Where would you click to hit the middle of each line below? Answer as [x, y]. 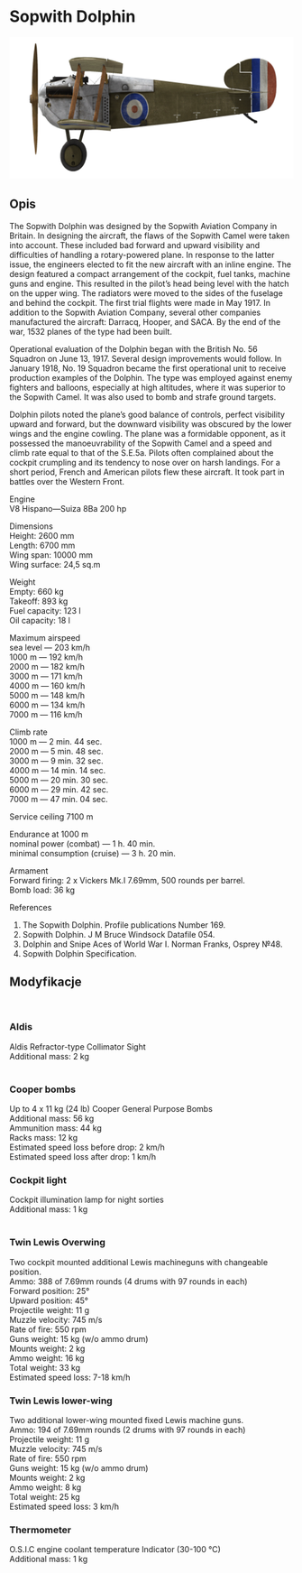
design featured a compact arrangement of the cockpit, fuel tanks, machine [150, 273]
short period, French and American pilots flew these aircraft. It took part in [147, 472]
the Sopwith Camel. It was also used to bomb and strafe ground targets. [143, 397]
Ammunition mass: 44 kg [55, 1128]
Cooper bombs [43, 1089]
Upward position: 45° [49, 1300]
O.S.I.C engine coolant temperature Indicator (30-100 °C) [115, 1550]
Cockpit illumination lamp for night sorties [87, 1200]
